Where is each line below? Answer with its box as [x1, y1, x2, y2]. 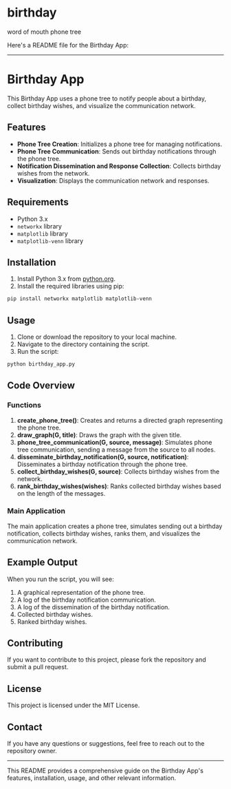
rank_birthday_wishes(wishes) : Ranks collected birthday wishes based [16, 482, 221, 490]
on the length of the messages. [16, 489, 106, 497]
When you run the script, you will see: [7, 575, 115, 583]
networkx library [16, 222, 62, 230]
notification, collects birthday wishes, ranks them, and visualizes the [7, 529, 201, 538]
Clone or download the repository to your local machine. [16, 333, 177, 341]
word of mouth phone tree [7, 28, 81, 36]
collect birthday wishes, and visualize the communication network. [7, 101, 196, 109]
